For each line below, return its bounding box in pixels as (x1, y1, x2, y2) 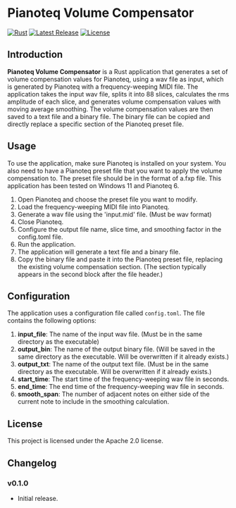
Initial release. (17, 494, 58, 502)
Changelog (7, 457, 57, 469)
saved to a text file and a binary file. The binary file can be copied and (7, 112, 211, 120)
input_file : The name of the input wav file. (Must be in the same (17, 330, 203, 339)
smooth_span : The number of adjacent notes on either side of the (17, 390, 210, 399)
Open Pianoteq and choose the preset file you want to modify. (17, 195, 198, 204)
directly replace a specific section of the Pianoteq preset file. (7, 120, 185, 128)
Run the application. (17, 240, 76, 248)
